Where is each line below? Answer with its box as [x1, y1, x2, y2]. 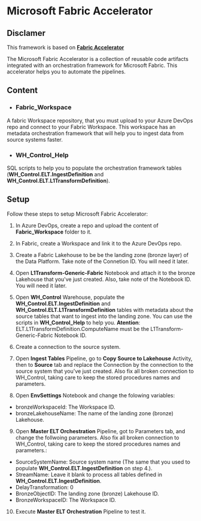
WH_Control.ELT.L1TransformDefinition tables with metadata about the [15, 306, 194, 313]
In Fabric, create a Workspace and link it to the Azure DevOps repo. [15, 240, 182, 247]
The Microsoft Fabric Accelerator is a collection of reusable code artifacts [7, 56, 189, 62]
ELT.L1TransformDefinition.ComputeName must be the [15, 325, 150, 332]
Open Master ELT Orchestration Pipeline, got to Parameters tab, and [15, 427, 185, 434]
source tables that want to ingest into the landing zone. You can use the [15, 312, 193, 320]
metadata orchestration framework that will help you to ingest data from [7, 130, 184, 137]
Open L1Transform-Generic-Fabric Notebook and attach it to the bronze [15, 269, 196, 276]
